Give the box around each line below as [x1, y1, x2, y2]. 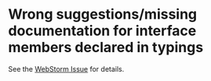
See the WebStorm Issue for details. [8, 64, 125, 73]
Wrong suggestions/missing [8, 5, 198, 23]
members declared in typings [8, 39, 204, 56]
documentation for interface [8, 22, 197, 40]
